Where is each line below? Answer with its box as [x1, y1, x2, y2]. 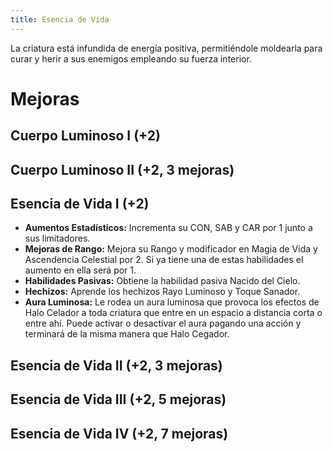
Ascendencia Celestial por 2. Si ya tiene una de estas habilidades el [24, 254, 304, 266]
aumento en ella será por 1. [24, 264, 137, 276]
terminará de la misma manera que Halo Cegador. [24, 328, 230, 340]
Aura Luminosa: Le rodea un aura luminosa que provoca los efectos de [24, 296, 320, 308]
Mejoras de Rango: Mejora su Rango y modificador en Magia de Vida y [24, 243, 318, 255]
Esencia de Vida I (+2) [10, 195, 150, 212]
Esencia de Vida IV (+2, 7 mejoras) [10, 425, 229, 442]
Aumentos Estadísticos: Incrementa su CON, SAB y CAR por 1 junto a [24, 222, 313, 234]
